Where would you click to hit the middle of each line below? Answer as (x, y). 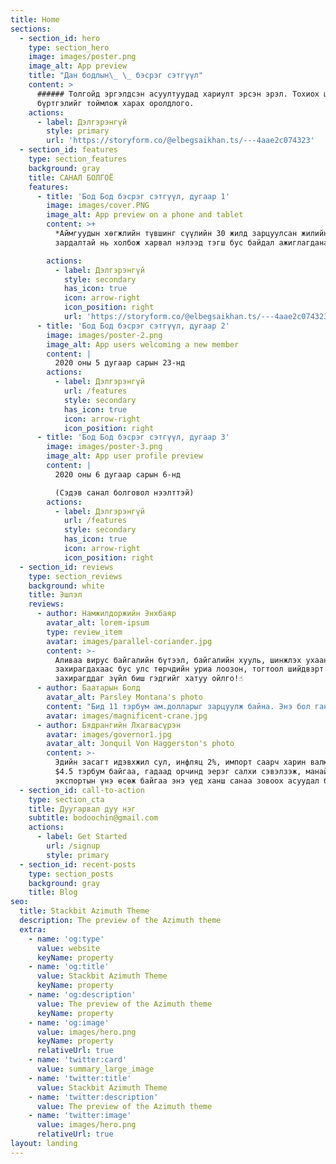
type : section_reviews (75, 576)
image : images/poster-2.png (104, 335)
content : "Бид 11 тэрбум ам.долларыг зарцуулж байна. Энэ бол (178, 706)
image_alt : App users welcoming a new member (143, 344)
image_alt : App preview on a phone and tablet (145, 215)
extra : (33, 929)
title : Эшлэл (55, 595)
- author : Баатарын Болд (88, 688)
